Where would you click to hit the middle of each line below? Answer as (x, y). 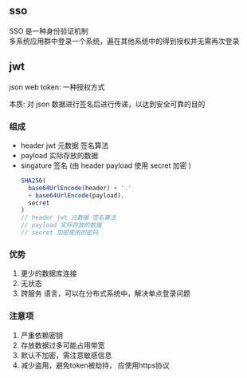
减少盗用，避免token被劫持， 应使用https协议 (95, 365)
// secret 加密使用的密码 (59, 233)
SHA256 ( (33, 181)
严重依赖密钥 (41, 335)
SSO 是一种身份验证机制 (49, 31)
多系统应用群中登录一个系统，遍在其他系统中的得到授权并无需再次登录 (124, 41)
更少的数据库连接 (49, 273)
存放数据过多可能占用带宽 (63, 345)
